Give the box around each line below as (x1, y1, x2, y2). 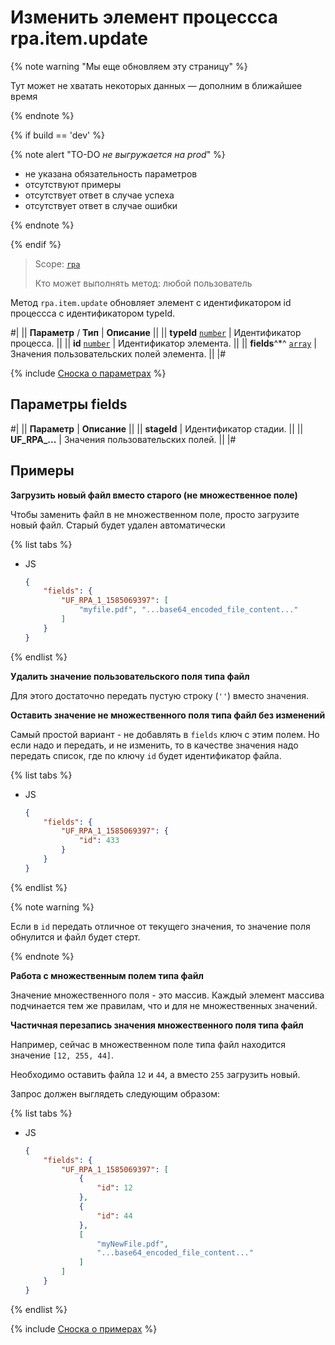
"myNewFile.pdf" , (96, 1239, 169, 1249)
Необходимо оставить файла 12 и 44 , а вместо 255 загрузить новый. (10, 1068, 301, 1080)
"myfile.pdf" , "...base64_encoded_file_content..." (78, 605, 299, 615)
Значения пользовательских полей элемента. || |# (10, 347, 227, 360)
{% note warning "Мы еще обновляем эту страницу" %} (10, 60, 248, 72)
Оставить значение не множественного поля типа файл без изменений (10, 709, 326, 721)
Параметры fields (10, 396, 128, 413)
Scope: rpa (34, 257, 81, 270)
